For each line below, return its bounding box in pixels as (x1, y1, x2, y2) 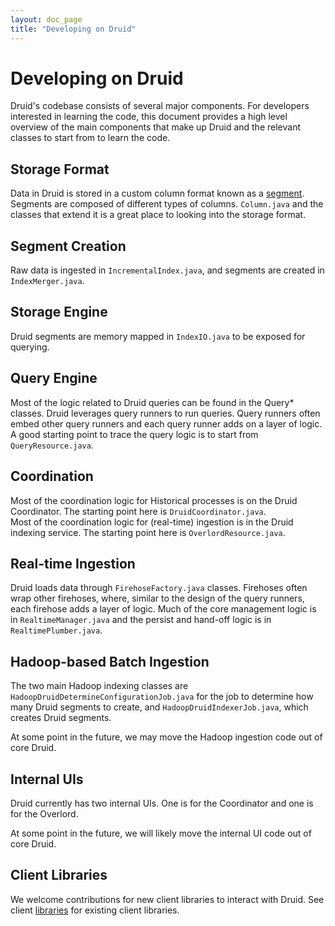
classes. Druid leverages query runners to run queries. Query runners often (10, 407, 321, 419)
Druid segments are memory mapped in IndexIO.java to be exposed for (10, 330, 306, 342)
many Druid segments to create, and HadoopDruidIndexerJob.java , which (10, 701, 309, 713)
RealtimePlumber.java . (10, 624, 103, 636)
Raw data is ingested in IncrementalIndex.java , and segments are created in (10, 264, 325, 276)
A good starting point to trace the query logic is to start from (10, 428, 259, 440)
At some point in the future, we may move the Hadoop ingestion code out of (10, 731, 323, 743)
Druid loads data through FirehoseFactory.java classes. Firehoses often (10, 582, 308, 594)
